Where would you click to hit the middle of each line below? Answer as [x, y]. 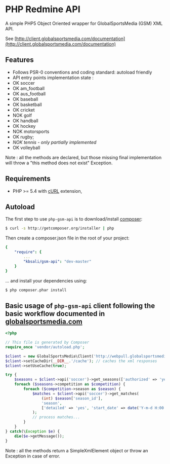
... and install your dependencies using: [46, 280]
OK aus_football [29, 94]
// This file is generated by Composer [47, 343]
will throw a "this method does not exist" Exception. [59, 163]
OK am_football [28, 88]
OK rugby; [23, 137]
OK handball [26, 121]
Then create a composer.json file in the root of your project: [68, 238]
